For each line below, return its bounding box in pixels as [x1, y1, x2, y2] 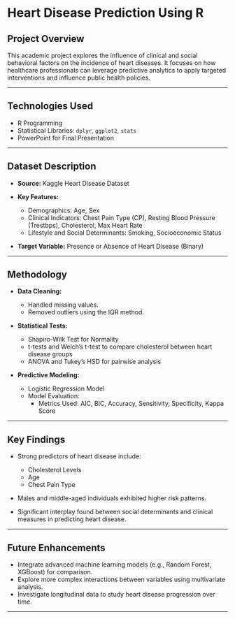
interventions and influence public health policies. [7, 73, 151, 82]
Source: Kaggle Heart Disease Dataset [17, 179, 129, 187]
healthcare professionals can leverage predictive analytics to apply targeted [7, 66, 227, 74]
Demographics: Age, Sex [27, 206, 100, 214]
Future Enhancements [7, 541, 106, 553]
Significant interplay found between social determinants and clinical [17, 508, 213, 516]
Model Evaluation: [27, 392, 80, 400]
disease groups [27, 350, 73, 358]
